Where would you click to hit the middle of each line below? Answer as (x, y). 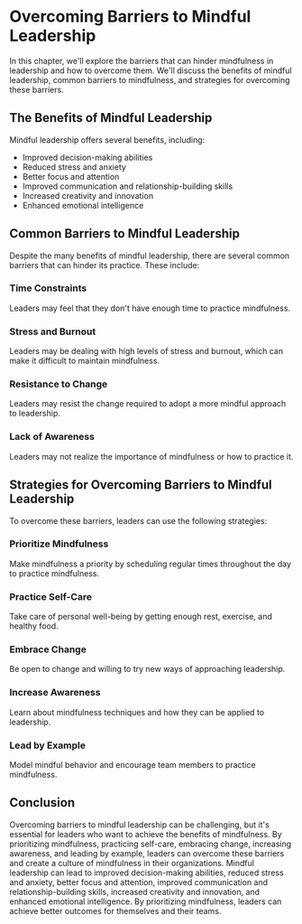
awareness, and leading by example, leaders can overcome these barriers (147, 853)
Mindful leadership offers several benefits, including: (107, 140)
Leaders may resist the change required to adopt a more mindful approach (148, 404)
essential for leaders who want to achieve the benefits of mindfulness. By (146, 834)
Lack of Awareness (52, 437)
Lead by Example (47, 745)
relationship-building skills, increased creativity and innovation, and (134, 891)
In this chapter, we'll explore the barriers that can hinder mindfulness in (142, 61)
